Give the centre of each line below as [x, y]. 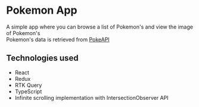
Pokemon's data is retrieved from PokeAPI [58, 39]
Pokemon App [42, 10]
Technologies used [42, 58]
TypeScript [28, 91]
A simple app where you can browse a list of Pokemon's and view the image [100, 27]
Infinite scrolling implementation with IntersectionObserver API [91, 97]
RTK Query [28, 85]
